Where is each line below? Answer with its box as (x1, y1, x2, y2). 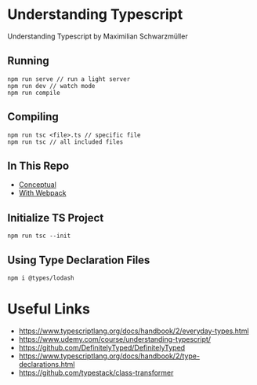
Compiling (7, 110, 60, 123)
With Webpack (18, 189, 67, 198)
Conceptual (18, 180, 56, 189)
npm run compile (7, 89, 60, 97)
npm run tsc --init (7, 232, 71, 240)
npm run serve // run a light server (7, 75, 131, 83)
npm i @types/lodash (7, 274, 75, 282)
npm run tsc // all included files (7, 137, 124, 146)
